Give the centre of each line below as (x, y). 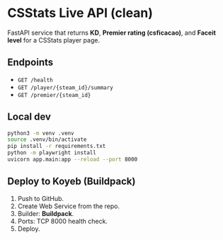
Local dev (29, 117)
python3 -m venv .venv (41, 133)
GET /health (35, 80)
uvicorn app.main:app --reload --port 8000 (73, 160)
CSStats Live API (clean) (80, 13)
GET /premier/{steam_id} (54, 95)
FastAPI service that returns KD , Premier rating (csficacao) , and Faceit (111, 33)
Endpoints (30, 63)
